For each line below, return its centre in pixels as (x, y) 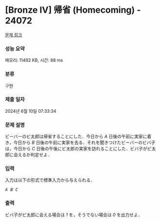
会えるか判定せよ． (33, 155)
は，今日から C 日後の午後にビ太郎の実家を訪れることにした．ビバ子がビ (79, 149)
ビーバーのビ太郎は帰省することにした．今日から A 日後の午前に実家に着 (78, 137)
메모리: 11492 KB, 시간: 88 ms (34, 60)
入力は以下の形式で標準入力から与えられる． (50, 180)
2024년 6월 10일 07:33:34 (31, 111)
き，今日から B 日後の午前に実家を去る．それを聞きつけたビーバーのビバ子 (80, 142)
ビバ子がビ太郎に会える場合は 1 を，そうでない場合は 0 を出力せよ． (74, 215)
